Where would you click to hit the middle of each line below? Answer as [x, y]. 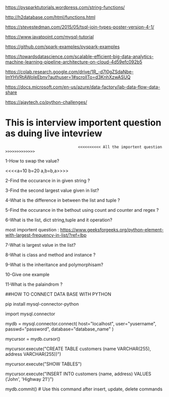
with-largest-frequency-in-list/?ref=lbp [46, 235]
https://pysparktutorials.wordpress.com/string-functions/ [65, 7]
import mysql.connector [30, 314]
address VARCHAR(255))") [33, 354]
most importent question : [32, 229]
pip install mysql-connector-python [42, 304]
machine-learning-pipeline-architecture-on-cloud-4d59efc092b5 [74, 62]
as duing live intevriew [54, 134]
